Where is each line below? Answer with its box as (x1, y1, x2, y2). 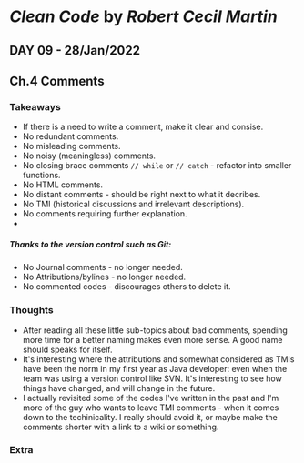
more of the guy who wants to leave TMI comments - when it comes (22, 402, 279, 413)
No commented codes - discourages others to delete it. (22, 281, 231, 292)
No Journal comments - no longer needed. (22, 262, 184, 273)
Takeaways (9, 100, 61, 113)
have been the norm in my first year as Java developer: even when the (22, 363, 288, 374)
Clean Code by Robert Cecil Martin (9, 6, 278, 27)
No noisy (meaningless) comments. (22, 150, 157, 161)
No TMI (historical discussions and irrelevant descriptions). (22, 198, 245, 210)
